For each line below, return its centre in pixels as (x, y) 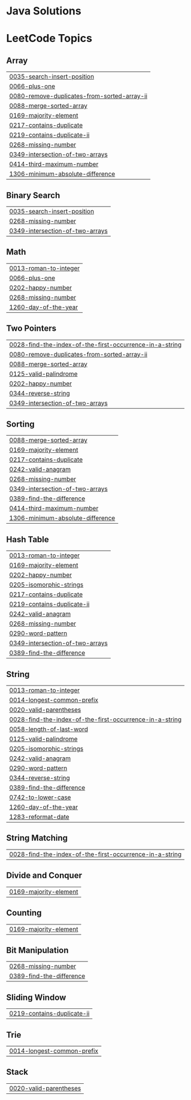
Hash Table (28, 540)
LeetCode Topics (49, 39)
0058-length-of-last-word (49, 729)
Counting (24, 913)
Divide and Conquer (44, 876)
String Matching (37, 838)
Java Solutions (44, 11)
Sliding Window (36, 997)
